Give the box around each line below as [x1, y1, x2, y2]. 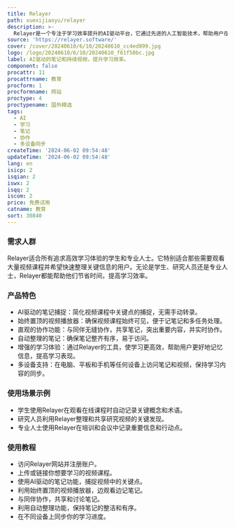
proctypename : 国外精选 [7, 102, 72, 109]
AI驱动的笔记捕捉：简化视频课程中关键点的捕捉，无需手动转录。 [17, 308, 201, 316]
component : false [7, 62, 58, 69]
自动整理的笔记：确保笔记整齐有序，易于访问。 [17, 334, 152, 343]
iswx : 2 [7, 179, 30, 186]
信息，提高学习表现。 [17, 352, 79, 360]
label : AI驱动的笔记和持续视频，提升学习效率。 [7, 56, 129, 63]
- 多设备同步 [13, 141, 47, 148]
